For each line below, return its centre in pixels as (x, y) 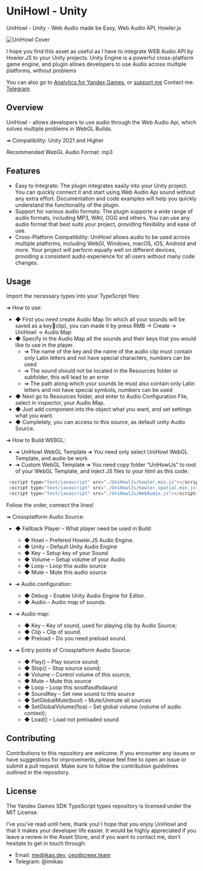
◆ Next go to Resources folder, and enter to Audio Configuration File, (101, 396)
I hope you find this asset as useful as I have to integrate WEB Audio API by (100, 51)
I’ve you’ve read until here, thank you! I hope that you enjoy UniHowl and (97, 824)
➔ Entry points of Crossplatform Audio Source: (73, 650)
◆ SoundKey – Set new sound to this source (79, 694)
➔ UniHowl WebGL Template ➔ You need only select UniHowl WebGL (101, 452)
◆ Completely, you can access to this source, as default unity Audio (100, 422)
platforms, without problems (41, 70)
